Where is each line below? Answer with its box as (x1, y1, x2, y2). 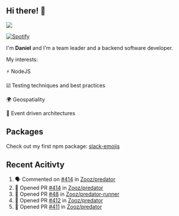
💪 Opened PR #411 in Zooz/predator (14, 203, 103, 211)
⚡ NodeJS (6, 68, 31, 75)
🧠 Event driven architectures (6, 109, 76, 116)
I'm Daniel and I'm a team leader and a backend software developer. (6, 44, 174, 51)
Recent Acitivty (6, 160, 65, 170)
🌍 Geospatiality (6, 96, 46, 103)
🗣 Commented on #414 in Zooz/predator (14, 176, 116, 183)
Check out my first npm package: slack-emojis (6, 142, 120, 150)
